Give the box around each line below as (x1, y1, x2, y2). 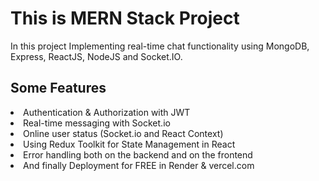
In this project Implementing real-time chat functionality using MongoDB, (10, 40, 310, 52)
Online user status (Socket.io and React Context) (23, 127, 224, 139)
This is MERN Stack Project (10, 7, 240, 30)
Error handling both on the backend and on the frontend (23, 148, 253, 161)
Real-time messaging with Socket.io (23, 117, 171, 129)
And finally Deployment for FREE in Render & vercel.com (23, 159, 255, 171)
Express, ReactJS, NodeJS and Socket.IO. (10, 50, 183, 62)
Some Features (10, 80, 107, 97)
